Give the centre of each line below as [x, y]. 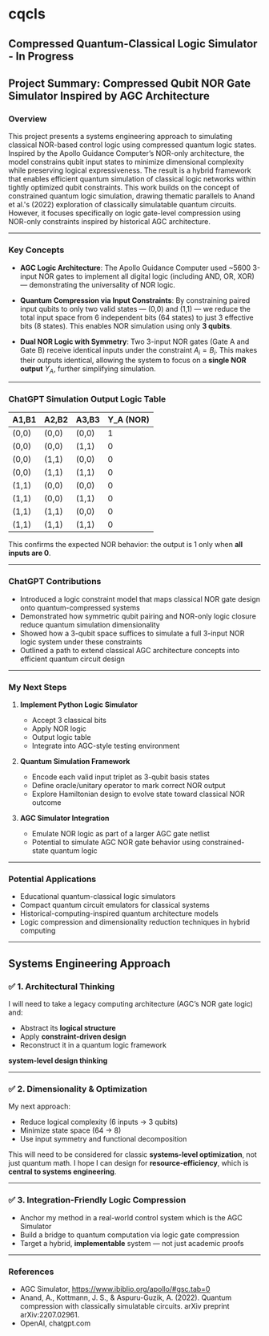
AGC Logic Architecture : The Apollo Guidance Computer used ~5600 [135, 268]
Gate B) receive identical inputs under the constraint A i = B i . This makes [139, 351]
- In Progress [41, 56]
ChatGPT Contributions [55, 582]
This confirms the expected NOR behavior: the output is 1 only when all [126, 545]
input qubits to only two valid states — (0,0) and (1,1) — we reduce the [135, 308]
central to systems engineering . [62, 1172]
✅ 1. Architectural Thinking [62, 987]
